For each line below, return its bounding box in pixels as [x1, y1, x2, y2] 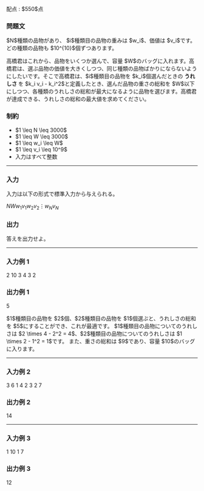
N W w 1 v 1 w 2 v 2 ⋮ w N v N [6, 202, 59, 211]
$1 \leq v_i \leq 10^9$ [15, 145, 68, 153]
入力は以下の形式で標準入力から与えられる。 [6, 190, 118, 197]
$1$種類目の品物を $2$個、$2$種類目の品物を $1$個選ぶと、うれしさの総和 [6, 315, 196, 322]
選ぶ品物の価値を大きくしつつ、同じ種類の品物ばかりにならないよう [27, 65, 197, 72]
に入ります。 [6, 345, 38, 352]
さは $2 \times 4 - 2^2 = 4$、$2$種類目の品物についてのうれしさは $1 [6, 330, 183, 337]
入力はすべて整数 [15, 153, 58, 160]
